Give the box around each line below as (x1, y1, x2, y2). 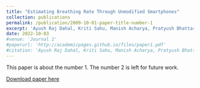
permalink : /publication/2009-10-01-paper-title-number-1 (6, 20, 153, 26)
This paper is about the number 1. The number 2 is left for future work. (6, 64, 179, 71)
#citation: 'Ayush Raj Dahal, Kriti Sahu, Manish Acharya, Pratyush (6, 48, 180, 54)
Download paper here (6, 75, 60, 82)
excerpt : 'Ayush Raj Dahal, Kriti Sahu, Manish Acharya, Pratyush (6, 25, 174, 32)
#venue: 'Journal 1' (6, 36, 58, 42)
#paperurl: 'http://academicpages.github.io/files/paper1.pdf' (6, 42, 167, 48)
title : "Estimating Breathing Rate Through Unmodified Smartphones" (6, 8, 180, 15)
